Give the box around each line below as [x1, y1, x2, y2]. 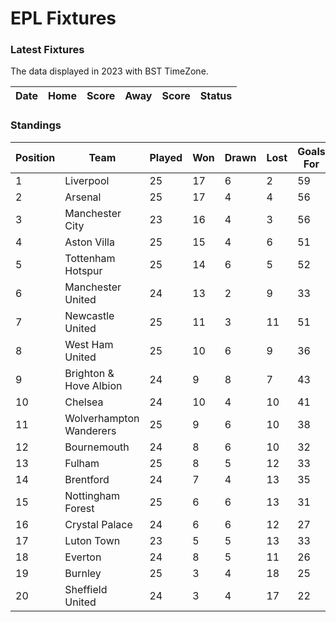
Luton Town [64, 533, 121, 547]
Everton [64, 550, 102, 564]
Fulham [64, 456, 100, 470]
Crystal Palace [64, 517, 133, 531]
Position [15, 150, 56, 164]
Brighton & [64, 366, 115, 380]
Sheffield [64, 582, 108, 596]
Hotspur [64, 263, 103, 277]
